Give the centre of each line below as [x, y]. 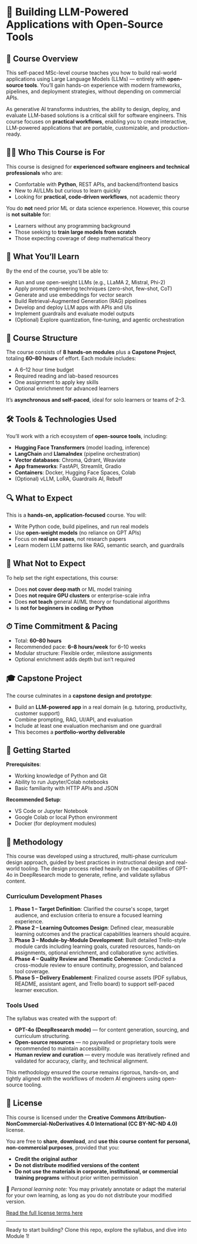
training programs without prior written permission [76, 1178]
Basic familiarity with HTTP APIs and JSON [66, 788]
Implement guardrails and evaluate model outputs [74, 313]
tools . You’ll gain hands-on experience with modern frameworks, [103, 85]
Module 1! [18, 1236]
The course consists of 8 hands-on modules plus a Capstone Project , [91, 352]
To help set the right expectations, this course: [62, 577]
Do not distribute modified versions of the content [77, 1165]
